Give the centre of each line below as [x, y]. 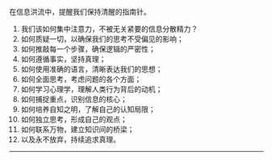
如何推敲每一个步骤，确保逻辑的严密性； [88, 49]
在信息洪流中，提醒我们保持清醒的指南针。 [80, 12]
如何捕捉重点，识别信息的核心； [74, 99]
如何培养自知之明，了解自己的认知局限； [88, 109]
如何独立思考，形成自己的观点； [74, 119]
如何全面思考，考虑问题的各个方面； [81, 79]
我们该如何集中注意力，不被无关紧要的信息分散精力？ [109, 29]
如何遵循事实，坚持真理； [63, 59]
